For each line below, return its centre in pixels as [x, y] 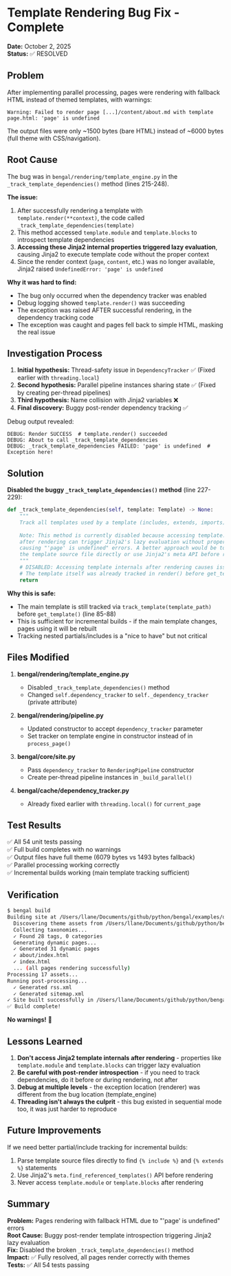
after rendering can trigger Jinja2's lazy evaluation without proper [123, 542]
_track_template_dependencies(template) [76, 225]
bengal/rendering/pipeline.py [60, 715]
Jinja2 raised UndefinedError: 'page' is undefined [90, 269]
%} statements [37, 1167]
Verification [33, 895]
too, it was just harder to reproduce [67, 1109]
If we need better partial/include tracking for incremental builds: [97, 1147]
